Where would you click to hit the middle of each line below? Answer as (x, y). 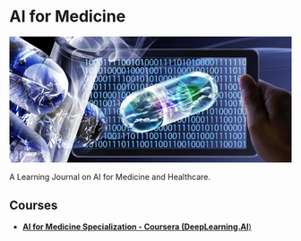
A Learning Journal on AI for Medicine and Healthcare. (110, 177)
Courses (34, 205)
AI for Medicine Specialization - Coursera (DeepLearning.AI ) (137, 227)
